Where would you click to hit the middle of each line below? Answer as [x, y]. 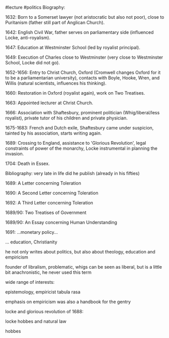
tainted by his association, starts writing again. [53, 133]
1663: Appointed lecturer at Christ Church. [49, 103]
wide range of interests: [30, 282]
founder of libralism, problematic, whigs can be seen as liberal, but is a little [84, 267]
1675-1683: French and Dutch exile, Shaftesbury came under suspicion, [79, 128]
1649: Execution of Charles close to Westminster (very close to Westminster [84, 57]
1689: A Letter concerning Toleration [43, 183]
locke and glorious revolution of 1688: [44, 311]
